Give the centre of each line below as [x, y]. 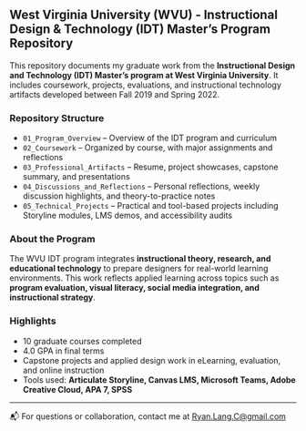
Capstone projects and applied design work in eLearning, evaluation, [152, 360]
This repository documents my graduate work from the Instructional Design [153, 65]
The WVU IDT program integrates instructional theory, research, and [140, 259]
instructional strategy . [52, 298]
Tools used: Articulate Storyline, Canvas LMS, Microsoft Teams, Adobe [159, 380]
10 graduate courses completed [82, 341]
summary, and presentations [76, 177]
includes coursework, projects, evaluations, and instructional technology [146, 85]
